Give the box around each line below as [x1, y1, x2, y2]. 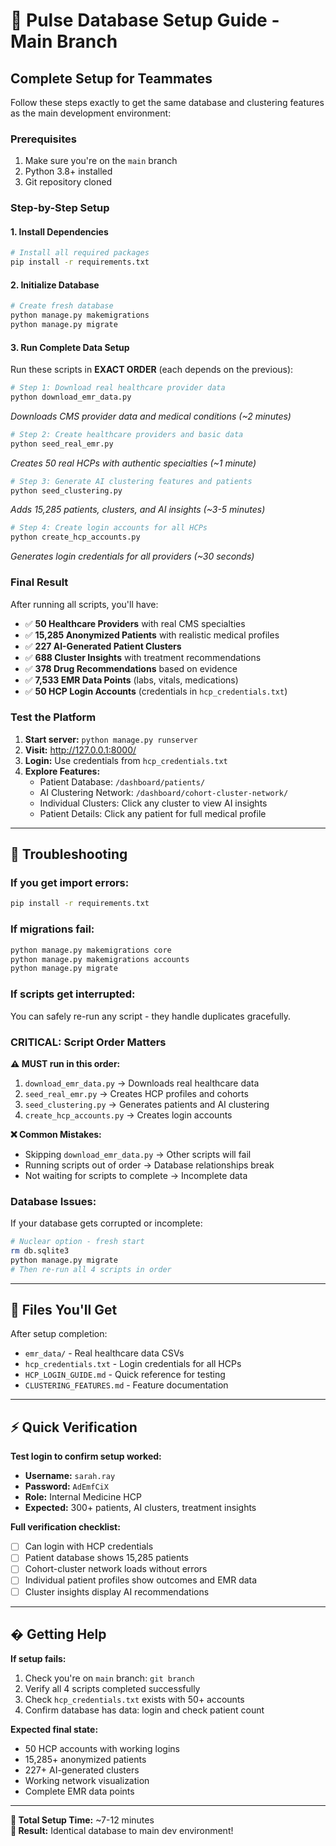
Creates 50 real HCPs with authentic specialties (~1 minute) [10, 457, 257, 469]
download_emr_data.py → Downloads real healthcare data [24, 1077, 260, 1089]
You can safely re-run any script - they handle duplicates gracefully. [10, 1010, 292, 1022]
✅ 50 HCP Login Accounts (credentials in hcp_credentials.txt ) [24, 685, 288, 697]
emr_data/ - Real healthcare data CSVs [24, 1347, 185, 1359]
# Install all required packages [10, 248, 150, 258]
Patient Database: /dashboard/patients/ [39, 775, 206, 788]
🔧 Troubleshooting [10, 846, 128, 863]
